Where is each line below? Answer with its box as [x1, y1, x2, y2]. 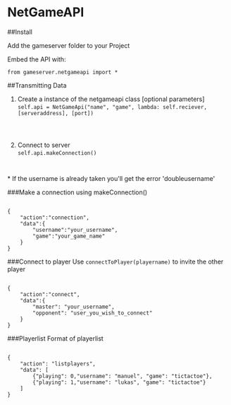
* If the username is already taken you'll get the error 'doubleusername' [7, 174, 216, 182]
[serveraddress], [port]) [17, 110, 94, 117]
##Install [7, 28, 33, 36]
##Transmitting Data [7, 81, 67, 89]
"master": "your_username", [32, 303, 115, 310]
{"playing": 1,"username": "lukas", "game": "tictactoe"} [32, 379, 206, 386]
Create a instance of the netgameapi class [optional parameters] [17, 95, 205, 103]
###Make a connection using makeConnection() [7, 188, 148, 196]
